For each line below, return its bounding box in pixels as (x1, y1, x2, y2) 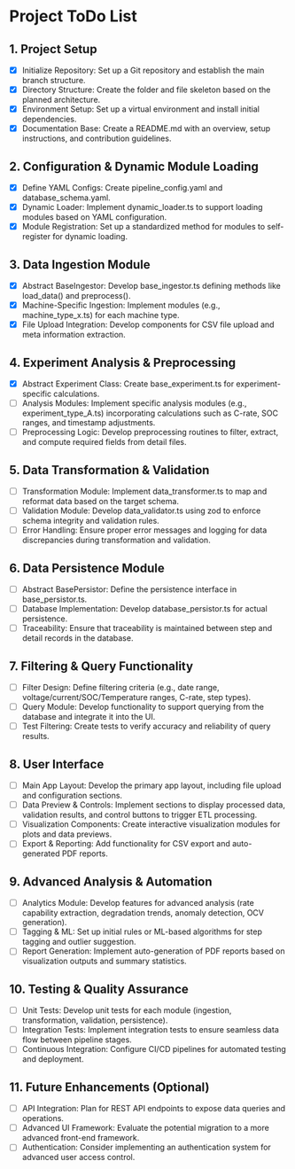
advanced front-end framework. (21, 1133, 140, 1143)
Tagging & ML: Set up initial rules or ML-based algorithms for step (21, 926, 263, 937)
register (21, 231, 51, 242)
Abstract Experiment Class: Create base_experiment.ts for (21, 378, 235, 389)
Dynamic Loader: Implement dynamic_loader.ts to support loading (21, 202, 263, 213)
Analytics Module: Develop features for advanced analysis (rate (21, 898, 254, 908)
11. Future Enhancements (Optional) (9, 1079, 210, 1095)
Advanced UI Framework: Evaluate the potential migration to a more (21, 1123, 270, 1134)
